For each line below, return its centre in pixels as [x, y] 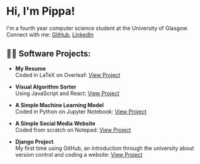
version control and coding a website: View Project [79, 154]
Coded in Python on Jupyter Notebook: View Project [81, 112]
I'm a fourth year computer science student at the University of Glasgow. [97, 28]
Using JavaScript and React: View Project [67, 93]
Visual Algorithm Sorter [46, 87]
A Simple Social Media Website [55, 123]
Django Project [34, 141]
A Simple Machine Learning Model [60, 105]
